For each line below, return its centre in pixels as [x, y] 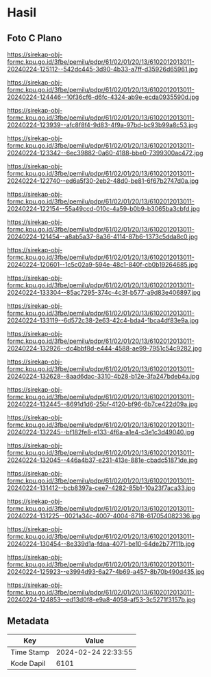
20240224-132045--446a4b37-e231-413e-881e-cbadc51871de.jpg [102, 460]
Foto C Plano [35, 38]
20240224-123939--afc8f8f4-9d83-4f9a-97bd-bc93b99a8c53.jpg [102, 125]
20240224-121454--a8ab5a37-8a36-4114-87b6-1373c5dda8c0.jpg [103, 236]
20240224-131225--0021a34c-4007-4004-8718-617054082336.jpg [104, 516]
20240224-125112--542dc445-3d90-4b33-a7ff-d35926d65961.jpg [103, 69]
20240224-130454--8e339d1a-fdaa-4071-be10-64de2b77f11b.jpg [101, 544]
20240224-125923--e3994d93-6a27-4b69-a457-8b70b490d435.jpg [106, 571]
